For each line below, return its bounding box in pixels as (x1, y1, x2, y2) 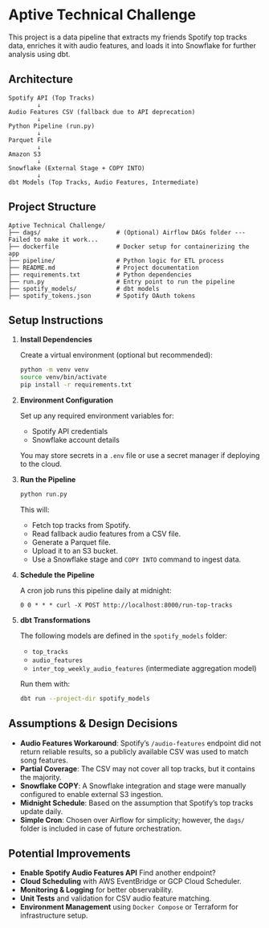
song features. (19, 755, 68, 765)
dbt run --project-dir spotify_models (19, 694, 150, 702)
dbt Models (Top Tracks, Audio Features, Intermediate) (8, 178, 199, 186)
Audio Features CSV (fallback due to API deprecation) (8, 108, 196, 116)
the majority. (19, 772, 62, 782)
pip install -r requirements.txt (19, 381, 132, 389)
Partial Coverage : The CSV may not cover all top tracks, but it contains (19, 763, 255, 773)
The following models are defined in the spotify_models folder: (19, 631, 227, 640)
